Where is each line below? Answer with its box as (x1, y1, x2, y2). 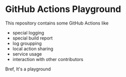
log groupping (12, 40, 42, 46)
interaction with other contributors (12, 56, 84, 62)
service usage (12, 51, 42, 57)
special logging (12, 29, 44, 35)
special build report (12, 35, 53, 41)
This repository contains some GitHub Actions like (5, 20, 109, 26)
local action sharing (12, 45, 54, 51)
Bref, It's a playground (5, 66, 51, 72)
